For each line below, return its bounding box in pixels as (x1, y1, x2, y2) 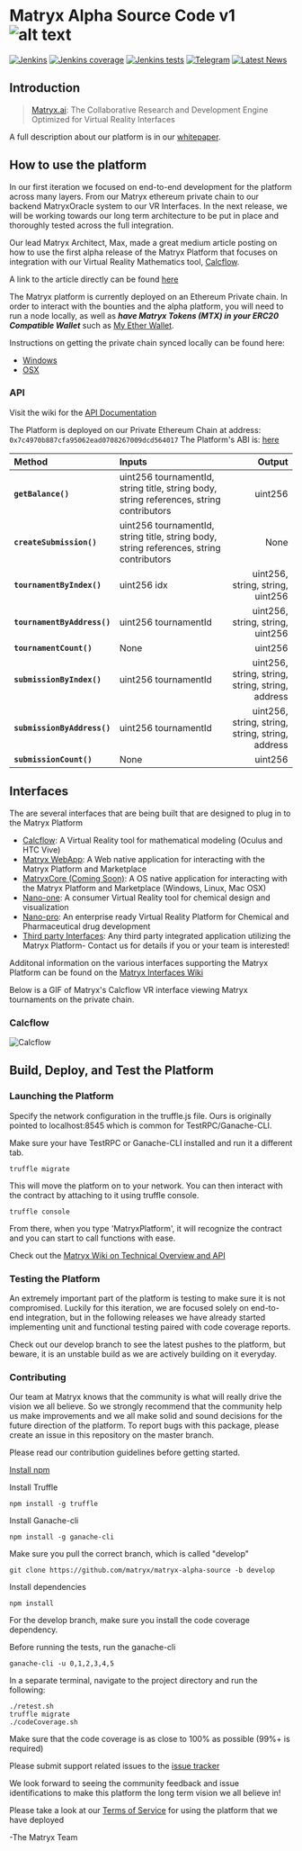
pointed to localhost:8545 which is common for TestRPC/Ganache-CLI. (9, 1120, 272, 1131)
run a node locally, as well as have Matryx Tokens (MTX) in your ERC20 (9, 310, 280, 321)
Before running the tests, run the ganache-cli (9, 1642, 176, 1653)
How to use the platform (9, 158, 147, 173)
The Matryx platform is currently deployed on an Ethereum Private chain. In (9, 291, 288, 302)
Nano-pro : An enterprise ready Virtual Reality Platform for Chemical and (22, 911, 289, 922)
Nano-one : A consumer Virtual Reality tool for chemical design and (22, 892, 271, 903)
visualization (22, 901, 69, 912)
